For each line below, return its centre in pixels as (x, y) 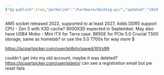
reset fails (15, 68)
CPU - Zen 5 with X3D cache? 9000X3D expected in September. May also (79, 28)
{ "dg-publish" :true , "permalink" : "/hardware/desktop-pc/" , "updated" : (76, 9)
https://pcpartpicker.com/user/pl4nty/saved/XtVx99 (57, 48)
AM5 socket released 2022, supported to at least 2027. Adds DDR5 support (81, 23)
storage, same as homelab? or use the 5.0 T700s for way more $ (70, 39)
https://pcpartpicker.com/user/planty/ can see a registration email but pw (79, 63)
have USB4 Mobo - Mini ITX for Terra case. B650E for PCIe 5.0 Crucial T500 (82, 34)
